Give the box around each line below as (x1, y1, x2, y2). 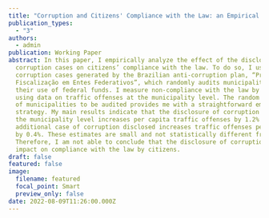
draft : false (8, 153, 52, 161)
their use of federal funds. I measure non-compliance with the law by (15, 85, 260, 94)
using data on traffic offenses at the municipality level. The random (15, 93, 260, 101)
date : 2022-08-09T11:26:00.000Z (8, 197, 116, 205)
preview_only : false (15, 189, 84, 198)
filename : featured (15, 175, 81, 184)
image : (8, 168, 30, 176)
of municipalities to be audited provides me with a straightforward (15, 101, 252, 109)
